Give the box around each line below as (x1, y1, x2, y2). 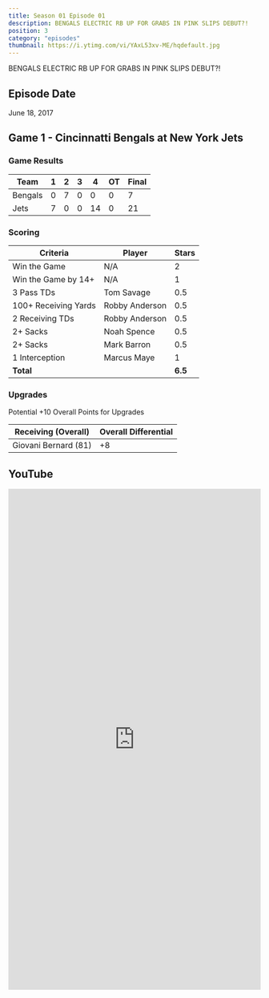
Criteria (39, 247, 70, 258)
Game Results (8, 156, 64, 167)
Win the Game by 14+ (12, 273, 95, 285)
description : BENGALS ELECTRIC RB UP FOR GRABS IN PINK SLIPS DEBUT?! (8, 19, 249, 27)
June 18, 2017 (8, 107, 54, 117)
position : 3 (8, 26, 48, 34)
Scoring (8, 226, 40, 237)
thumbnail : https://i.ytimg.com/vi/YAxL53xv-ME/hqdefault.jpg (8, 42, 220, 50)
